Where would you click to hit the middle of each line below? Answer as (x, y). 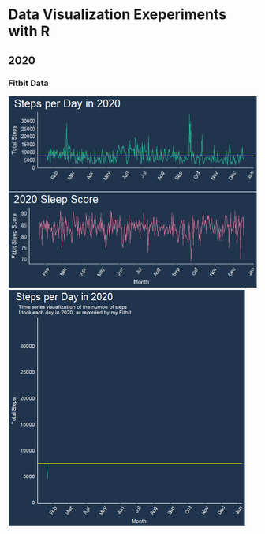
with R (29, 31)
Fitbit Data (28, 83)
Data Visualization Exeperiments (118, 15)
